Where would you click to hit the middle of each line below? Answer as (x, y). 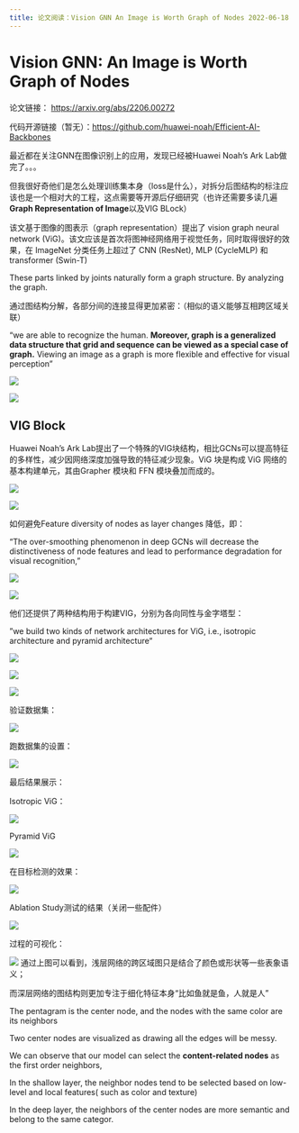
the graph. (28, 287)
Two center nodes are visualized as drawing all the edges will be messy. (143, 1038)
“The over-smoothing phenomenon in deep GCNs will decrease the (134, 542)
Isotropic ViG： (37, 802)
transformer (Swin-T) (49, 260)
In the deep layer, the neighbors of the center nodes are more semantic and (149, 1110)
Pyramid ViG (32, 836)
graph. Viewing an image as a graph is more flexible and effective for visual (149, 354)
